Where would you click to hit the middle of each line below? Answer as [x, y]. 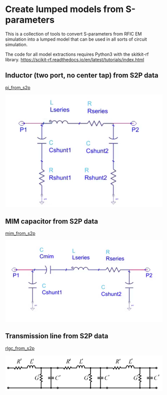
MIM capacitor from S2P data [52, 221]
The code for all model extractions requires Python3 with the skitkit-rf [77, 54]
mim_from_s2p [20, 233]
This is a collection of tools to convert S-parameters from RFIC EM [73, 34]
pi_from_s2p [18, 87]
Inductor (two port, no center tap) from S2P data [82, 76]
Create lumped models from [64, 9]
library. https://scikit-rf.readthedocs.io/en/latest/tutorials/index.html [75, 59]
